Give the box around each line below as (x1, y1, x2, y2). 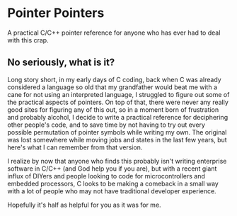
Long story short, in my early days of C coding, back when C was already (7, 75, 221, 84)
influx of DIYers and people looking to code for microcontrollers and (7, 171, 205, 180)
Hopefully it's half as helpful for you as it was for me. (7, 200, 161, 209)
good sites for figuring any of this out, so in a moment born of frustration (7, 105, 219, 114)
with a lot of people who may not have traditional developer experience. (7, 186, 217, 195)
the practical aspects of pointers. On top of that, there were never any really (7, 98, 229, 106)
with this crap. (7, 35, 49, 44)
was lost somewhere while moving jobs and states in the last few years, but (7, 135, 228, 144)
